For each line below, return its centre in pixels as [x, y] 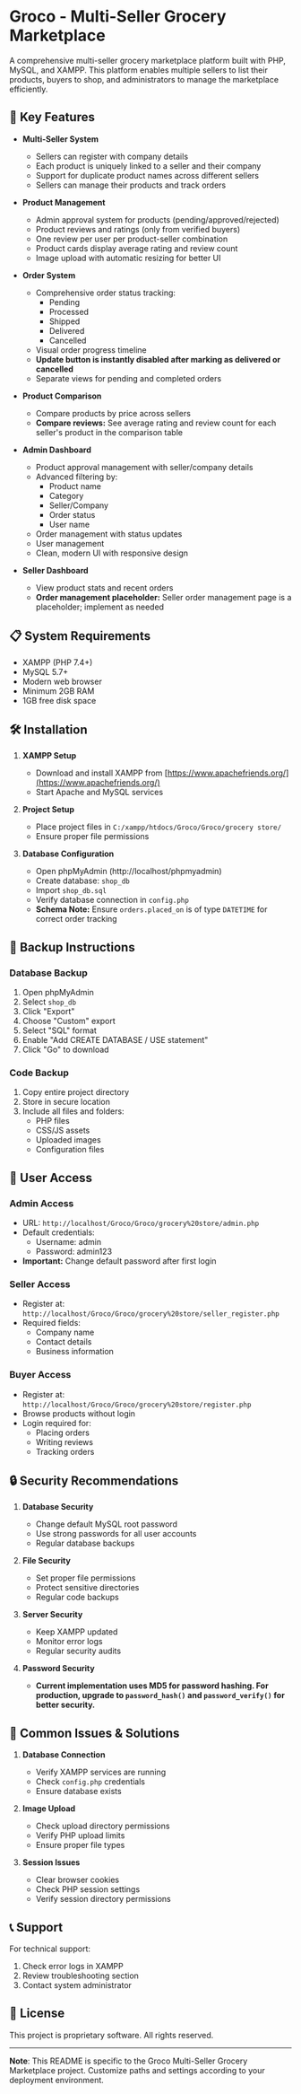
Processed [69, 311]
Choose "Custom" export [69, 1021]
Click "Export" [48, 1012]
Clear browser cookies [77, 1880]
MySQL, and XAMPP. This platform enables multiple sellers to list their [139, 70]
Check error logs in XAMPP [73, 1967]
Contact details [64, 1342]
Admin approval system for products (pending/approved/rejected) [157, 219]
